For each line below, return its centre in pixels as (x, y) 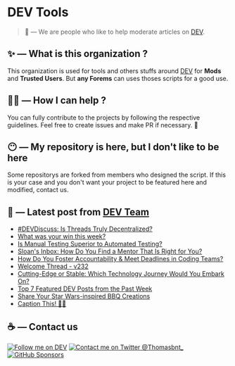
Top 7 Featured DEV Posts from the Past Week (85, 289)
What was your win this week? (62, 236)
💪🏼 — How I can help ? (57, 100)
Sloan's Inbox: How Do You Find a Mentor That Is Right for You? (110, 251)
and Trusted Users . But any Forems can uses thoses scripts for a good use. (118, 78)
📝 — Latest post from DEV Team (78, 212)
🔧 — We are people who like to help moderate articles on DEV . (115, 32)
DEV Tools (38, 12)
